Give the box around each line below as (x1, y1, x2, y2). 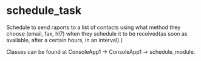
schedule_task (6, 4, 82, 18)
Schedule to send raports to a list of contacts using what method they (6, 24, 181, 31)
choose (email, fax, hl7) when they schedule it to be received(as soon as (6, 30, 188, 37)
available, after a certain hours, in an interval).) (6, 36, 123, 43)
